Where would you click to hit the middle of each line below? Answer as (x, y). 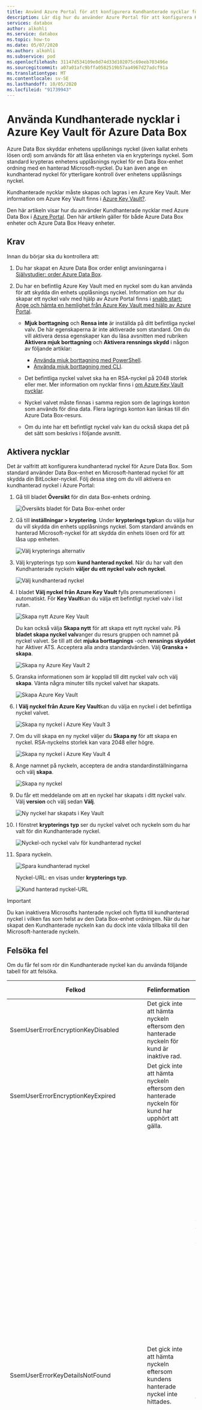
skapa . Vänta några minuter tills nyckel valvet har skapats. (88, 683)
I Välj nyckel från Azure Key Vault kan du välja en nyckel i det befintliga (103, 706)
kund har (160, 1111)
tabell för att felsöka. (32, 971)
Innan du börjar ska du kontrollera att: (53, 256)
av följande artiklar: (48, 348)
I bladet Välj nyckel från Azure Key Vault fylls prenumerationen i (95, 592)
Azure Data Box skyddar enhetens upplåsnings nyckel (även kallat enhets (97, 149)
